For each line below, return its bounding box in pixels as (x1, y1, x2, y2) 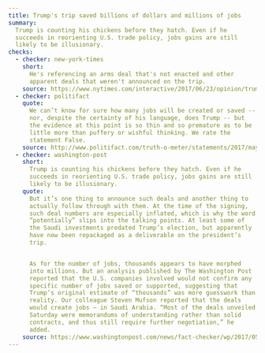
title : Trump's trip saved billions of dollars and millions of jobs (8, 11, 242, 20)
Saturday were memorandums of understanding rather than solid (28, 311, 242, 319)
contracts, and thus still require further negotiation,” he (28, 318, 235, 326)
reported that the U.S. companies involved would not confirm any (28, 274, 252, 282)
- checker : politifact (15, 92, 90, 100)
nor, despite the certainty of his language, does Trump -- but (28, 114, 245, 122)
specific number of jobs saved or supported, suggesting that (28, 281, 238, 290)
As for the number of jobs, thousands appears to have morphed (28, 259, 242, 268)
